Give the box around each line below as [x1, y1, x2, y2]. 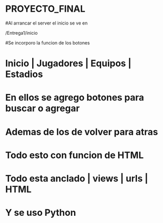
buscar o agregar [5, 103, 80, 114]
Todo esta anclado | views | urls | [5, 172, 148, 184]
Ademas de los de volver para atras [5, 126, 158, 138]
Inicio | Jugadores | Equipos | [5, 58, 132, 69]
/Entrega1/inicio [5, 30, 38, 36]
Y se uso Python [5, 207, 76, 218]
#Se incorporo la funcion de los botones [5, 39, 90, 46]
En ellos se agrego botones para [5, 92, 145, 104]
